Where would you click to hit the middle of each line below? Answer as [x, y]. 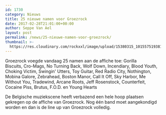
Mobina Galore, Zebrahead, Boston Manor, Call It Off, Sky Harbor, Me [75, 76]
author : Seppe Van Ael [28, 28]
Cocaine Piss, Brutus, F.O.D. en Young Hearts [51, 87]
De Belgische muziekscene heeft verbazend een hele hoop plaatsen [75, 97]
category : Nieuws [23, 14]
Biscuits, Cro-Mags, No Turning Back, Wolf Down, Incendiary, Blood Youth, [81, 66]
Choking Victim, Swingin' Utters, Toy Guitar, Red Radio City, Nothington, [78, 71]
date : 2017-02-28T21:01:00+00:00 [40, 24]
